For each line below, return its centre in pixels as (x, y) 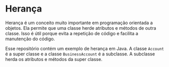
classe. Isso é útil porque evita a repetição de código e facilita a (72, 33)
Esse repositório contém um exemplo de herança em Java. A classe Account (84, 48)
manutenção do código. (30, 39)
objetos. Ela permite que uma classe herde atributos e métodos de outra (81, 28)
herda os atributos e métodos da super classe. (54, 59)
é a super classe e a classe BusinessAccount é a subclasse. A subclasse (80, 54)
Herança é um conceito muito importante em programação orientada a (79, 23)
